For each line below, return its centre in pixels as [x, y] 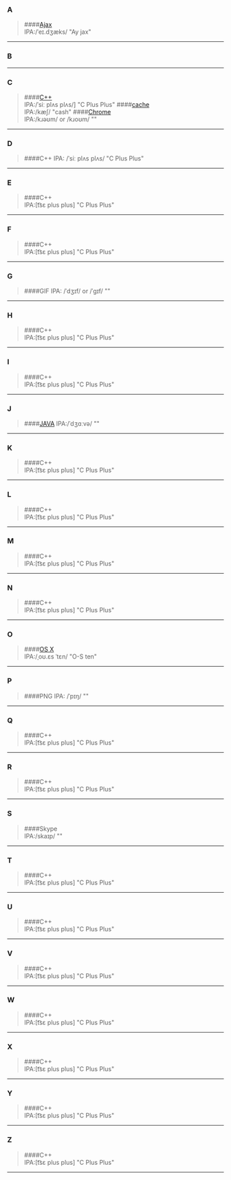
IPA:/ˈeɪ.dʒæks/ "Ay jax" [57, 32]
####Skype [41, 829]
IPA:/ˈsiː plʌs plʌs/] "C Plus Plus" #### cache [87, 104]
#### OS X [39, 650]
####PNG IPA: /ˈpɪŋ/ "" [56, 696]
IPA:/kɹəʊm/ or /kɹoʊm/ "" [60, 119]
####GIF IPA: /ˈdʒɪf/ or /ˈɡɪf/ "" [67, 291]
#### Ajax [38, 25]
